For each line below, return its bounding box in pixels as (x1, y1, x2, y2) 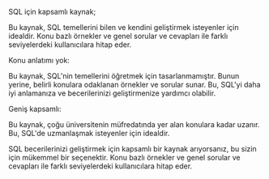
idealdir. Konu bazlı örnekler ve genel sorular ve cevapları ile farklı (8, 32, 228, 40)
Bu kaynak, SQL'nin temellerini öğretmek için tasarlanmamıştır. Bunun (8, 71, 240, 80)
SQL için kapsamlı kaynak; (8, 7, 96, 16)
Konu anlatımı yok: (8, 56, 70, 65)
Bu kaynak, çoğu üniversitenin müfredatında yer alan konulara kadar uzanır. (8, 120, 260, 129)
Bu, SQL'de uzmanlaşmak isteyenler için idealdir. (8, 129, 170, 138)
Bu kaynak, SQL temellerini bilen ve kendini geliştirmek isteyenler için (8, 23, 239, 32)
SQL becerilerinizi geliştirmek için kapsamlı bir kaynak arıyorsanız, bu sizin (8, 144, 257, 153)
